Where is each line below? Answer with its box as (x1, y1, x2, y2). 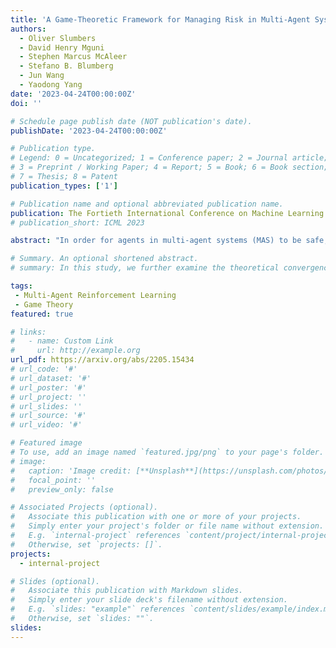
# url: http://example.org (10, 346, 141, 356)
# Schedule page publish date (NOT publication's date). (10, 116, 253, 126)
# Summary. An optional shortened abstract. (10, 254, 199, 264)
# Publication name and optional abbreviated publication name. (10, 199, 284, 209)
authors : (10, 24, 47, 34)
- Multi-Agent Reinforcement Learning (14, 290, 177, 300)
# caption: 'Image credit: (10, 466, 132, 476)
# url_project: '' (10, 392, 87, 402)
